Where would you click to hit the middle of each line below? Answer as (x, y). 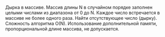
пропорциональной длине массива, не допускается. (62, 29)
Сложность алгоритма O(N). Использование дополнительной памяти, (81, 23)
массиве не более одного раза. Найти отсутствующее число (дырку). (81, 18)
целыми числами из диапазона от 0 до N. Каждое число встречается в (82, 13)
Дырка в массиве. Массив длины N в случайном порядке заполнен (79, 7)
